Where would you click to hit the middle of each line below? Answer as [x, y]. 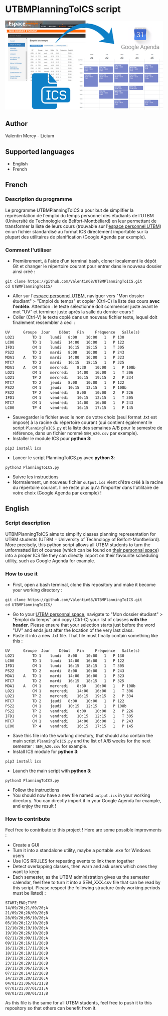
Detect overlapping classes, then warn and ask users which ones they [85, 867]
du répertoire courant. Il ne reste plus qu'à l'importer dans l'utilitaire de [86, 488]
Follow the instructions [36, 790]
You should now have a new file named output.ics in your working [81, 795]
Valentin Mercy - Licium [30, 136]
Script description [28, 523]
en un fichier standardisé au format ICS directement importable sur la [77, 231]
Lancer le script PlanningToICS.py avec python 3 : [64, 458]
